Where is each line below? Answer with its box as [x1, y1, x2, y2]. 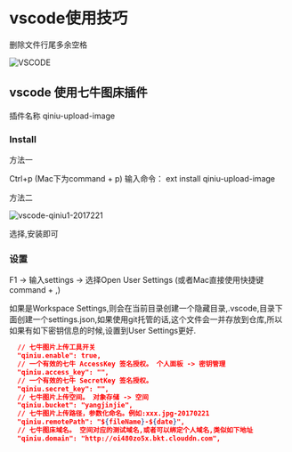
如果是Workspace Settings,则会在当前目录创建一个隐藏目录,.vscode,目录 [9, 303, 276, 314]
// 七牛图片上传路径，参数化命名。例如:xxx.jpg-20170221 [17, 409, 210, 418]
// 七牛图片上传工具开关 [17, 343, 96, 352]
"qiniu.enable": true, [17, 351, 101, 360]
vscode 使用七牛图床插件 [9, 85, 149, 101]
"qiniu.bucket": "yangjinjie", [17, 401, 134, 410]
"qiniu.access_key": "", [17, 367, 109, 376]
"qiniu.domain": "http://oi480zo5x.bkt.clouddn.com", [17, 433, 221, 443]
